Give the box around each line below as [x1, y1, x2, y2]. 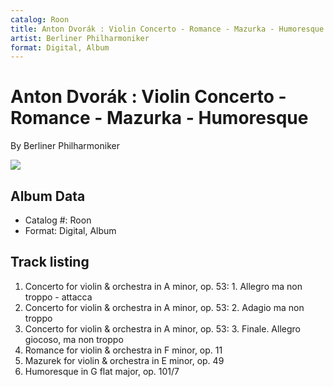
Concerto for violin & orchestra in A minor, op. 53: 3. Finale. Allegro [24, 322, 301, 335]
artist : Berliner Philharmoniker [10, 33, 150, 43]
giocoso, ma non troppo [24, 333, 124, 345]
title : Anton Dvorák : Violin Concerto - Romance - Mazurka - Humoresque [10, 24, 325, 34]
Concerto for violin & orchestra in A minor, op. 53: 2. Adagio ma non [24, 301, 305, 313]
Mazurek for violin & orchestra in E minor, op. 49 [24, 354, 225, 366]
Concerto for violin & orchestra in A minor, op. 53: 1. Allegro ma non [24, 280, 303, 292]
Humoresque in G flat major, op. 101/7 [24, 365, 180, 377]
